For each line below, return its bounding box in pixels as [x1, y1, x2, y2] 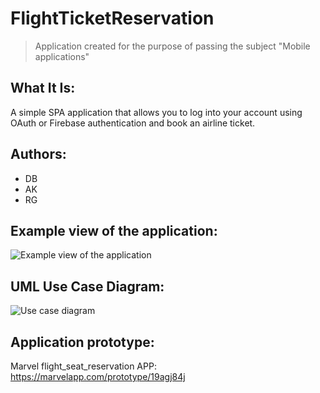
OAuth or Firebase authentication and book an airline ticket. [10, 117, 256, 129]
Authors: [10, 146, 67, 163]
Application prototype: [10, 333, 155, 351]
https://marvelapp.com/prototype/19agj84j [10, 371, 186, 382]
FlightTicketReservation [10, 7, 215, 30]
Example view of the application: [10, 222, 218, 239]
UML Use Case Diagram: [10, 278, 165, 295]
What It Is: [10, 80, 76, 97]
